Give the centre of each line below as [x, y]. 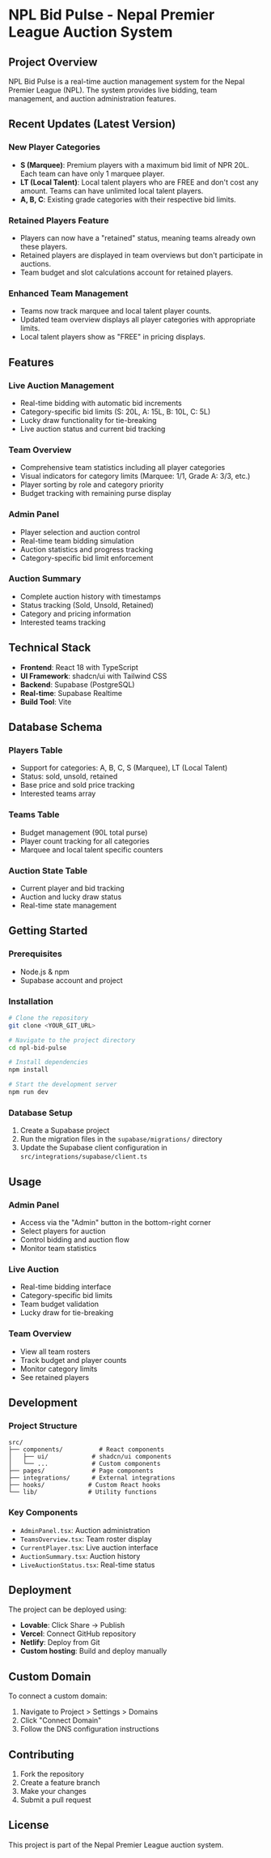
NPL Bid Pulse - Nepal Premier [112, 15]
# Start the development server [63, 1085]
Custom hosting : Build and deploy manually [93, 1651]
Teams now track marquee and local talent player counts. [116, 311]
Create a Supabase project [65, 1130]
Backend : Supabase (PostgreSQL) [77, 684]
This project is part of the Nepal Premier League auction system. [116, 1844]
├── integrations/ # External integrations [92, 1478]
